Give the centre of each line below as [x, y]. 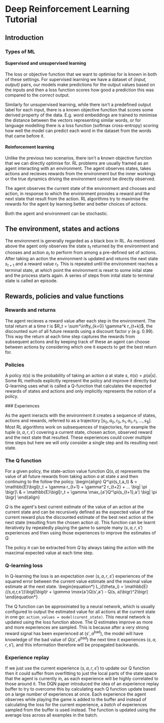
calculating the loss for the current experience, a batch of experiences [76, 705]
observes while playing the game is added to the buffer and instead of [76, 699]
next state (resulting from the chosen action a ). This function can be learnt [80, 522]
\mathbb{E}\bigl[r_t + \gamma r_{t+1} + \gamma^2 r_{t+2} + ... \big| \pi [76, 487]
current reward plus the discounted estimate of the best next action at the [80, 517]
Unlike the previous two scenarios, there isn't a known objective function [79, 158]
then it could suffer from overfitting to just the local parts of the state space [81, 673]
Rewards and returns [31, 310]
